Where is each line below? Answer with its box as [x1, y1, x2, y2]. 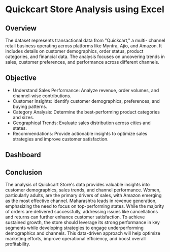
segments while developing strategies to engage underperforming [5, 225, 144, 231]
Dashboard [5, 151, 41, 159]
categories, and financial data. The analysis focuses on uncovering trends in [5, 53, 165, 60]
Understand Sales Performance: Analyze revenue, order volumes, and [12, 87, 159, 93]
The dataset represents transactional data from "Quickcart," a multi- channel [5, 37, 165, 43]
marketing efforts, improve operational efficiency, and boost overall [5, 236, 146, 242]
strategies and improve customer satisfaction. [12, 136, 109, 142]
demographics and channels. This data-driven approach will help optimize [5, 230, 161, 236]
